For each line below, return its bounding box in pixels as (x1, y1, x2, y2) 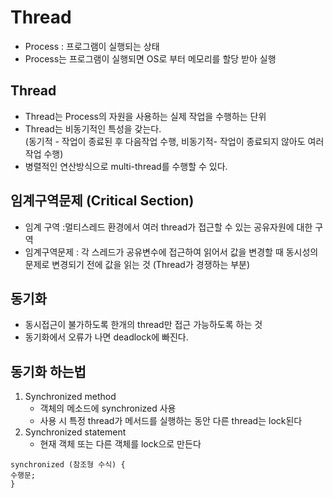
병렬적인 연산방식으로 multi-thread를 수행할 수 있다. (24, 160, 228, 172)
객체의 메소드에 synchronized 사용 (39, 402, 177, 415)
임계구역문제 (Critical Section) (10, 192, 195, 210)
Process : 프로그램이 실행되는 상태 (24, 40, 160, 52)
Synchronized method (24, 391, 117, 403)
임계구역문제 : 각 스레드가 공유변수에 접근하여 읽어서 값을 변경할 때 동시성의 (24, 246, 319, 258)
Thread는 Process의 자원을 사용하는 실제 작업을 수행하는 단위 (24, 110, 267, 122)
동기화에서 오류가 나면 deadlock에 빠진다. (24, 331, 189, 343)
